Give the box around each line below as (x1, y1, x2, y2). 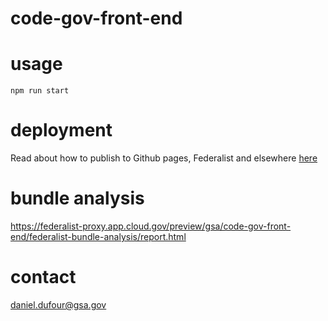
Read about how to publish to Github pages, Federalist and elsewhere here (10, 152, 318, 164)
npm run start (10, 86, 70, 96)
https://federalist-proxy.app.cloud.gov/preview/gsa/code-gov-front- (10, 220, 292, 232)
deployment (10, 119, 113, 142)
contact (10, 266, 77, 289)
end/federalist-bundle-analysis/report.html (10, 231, 187, 242)
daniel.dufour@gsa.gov (10, 298, 107, 311)
